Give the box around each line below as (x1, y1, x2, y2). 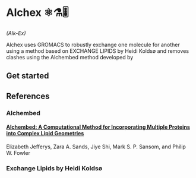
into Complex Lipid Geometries (6, 130, 84, 137)
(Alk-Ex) (6, 29, 26, 37)
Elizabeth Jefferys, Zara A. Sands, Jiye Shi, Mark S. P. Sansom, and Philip (6, 143, 186, 150)
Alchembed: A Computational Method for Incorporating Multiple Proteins (6, 123, 190, 131)
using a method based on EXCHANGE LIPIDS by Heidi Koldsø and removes (6, 47, 189, 55)
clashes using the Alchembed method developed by (6, 53, 134, 61)
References (6, 91, 50, 101)
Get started (6, 71, 49, 81)
